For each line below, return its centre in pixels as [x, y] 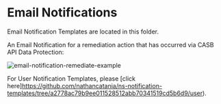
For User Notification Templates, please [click [71, 78]
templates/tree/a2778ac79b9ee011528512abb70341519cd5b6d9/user [105, 93]
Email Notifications [62, 13]
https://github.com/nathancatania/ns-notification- [92, 86]
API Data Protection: [36, 52]
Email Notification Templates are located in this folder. [83, 31]
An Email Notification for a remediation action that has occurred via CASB [110, 44]
